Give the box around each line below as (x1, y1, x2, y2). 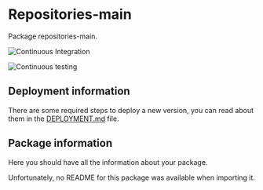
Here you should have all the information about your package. (8, 157, 208, 166)
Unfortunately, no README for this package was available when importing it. (8, 173, 255, 182)
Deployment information (8, 85, 131, 98)
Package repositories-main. (8, 31, 98, 41)
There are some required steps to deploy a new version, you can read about (8, 105, 254, 115)
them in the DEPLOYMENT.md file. (8, 114, 119, 123)
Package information (8, 137, 112, 150)
